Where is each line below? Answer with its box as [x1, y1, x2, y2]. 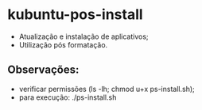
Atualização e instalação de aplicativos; [18, 32, 149, 41]
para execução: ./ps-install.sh [18, 93, 117, 102]
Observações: [7, 63, 80, 77]
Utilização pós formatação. [18, 40, 108, 49]
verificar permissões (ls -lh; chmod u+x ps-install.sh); [18, 84, 196, 93]
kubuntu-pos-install [7, 6, 144, 24]
